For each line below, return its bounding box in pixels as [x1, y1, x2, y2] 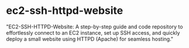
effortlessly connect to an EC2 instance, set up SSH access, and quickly [6, 29, 180, 36]
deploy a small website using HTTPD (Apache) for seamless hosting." [6, 35, 174, 42]
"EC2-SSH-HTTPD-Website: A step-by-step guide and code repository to [6, 23, 183, 30]
